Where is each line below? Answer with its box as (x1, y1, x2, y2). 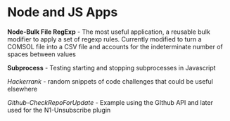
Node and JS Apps (7, 4, 118, 20)
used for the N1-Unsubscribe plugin (7, 106, 111, 114)
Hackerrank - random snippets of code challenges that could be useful (7, 77, 213, 85)
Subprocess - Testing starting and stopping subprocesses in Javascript (7, 63, 216, 72)
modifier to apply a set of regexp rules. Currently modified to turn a (7, 34, 202, 43)
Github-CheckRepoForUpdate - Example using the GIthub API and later (7, 98, 213, 106)
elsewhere (7, 84, 37, 93)
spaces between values (7, 50, 76, 58)
